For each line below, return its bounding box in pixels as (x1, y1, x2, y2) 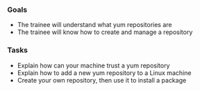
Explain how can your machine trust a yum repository (17, 61, 170, 69)
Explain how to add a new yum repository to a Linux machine (17, 68, 192, 77)
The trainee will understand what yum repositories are (17, 21, 172, 29)
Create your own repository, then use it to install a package (17, 76, 187, 84)
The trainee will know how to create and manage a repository (17, 28, 193, 36)
